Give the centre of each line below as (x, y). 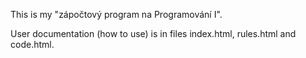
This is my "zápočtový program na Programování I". (116, 14)
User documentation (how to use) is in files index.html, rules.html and (153, 33)
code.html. (32, 44)
